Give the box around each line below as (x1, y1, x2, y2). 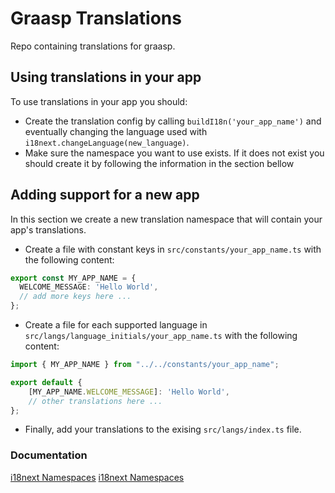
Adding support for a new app (10, 187, 200, 204)
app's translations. (10, 223, 87, 236)
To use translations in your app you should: (10, 95, 188, 107)
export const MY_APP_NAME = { (10, 273, 137, 283)
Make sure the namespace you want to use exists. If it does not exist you (24, 147, 325, 159)
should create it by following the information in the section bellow (24, 157, 295, 169)
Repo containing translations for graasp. (10, 40, 176, 52)
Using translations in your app (10, 69, 202, 86)
